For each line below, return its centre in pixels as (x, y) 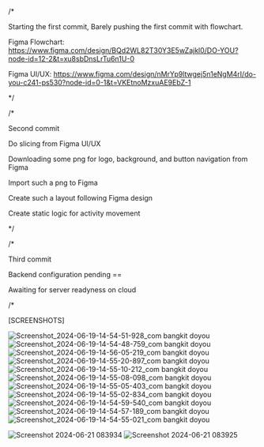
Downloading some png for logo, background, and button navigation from (128, 159)
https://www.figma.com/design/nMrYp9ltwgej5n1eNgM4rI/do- (155, 74)
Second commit (34, 128)
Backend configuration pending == (65, 274)
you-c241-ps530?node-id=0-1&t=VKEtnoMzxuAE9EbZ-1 (100, 83)
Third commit (30, 259)
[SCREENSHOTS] (36, 320)
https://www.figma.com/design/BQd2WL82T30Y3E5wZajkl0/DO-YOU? (123, 50)
